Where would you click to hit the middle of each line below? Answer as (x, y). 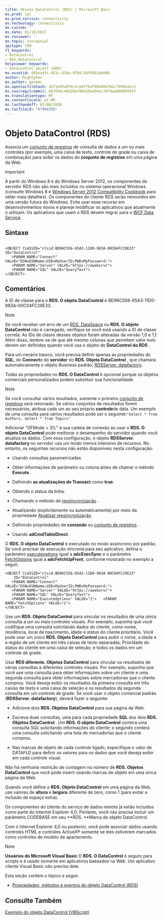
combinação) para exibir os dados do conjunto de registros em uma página (81, 157)
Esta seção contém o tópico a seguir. (42, 876)
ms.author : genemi (24, 82)
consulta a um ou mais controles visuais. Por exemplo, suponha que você (79, 622)
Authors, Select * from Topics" (38, 419)
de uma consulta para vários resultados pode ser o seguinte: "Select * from (81, 414)
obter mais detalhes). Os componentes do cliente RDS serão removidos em (80, 197)
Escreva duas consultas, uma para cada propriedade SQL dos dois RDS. (84, 717)
